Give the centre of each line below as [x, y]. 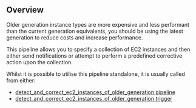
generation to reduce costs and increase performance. [75, 37]
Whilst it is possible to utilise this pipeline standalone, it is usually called [96, 74]
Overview [25, 10]
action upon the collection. [39, 62]
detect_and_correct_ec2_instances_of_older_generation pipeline [95, 92]
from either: [21, 80]
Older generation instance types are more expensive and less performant [98, 24]
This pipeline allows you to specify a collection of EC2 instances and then [98, 49]
